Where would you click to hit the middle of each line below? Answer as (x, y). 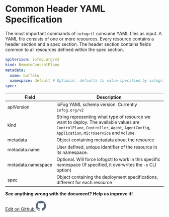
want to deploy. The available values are (98, 122)
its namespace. (72, 152)
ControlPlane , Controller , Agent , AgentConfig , (104, 128)
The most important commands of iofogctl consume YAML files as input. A (83, 33)
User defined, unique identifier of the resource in (107, 147)
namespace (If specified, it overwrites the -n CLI (107, 165)
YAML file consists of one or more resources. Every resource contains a (80, 39)
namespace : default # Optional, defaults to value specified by (78, 81)
